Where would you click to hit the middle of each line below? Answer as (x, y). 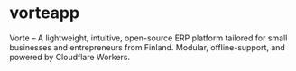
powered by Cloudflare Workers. (70, 57)
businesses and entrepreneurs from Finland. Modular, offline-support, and (148, 47)
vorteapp (44, 13)
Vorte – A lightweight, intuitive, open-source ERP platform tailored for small (148, 38)
